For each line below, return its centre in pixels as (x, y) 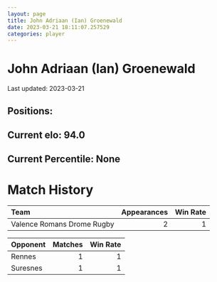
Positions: (30, 111)
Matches (68, 244)
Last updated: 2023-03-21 (46, 89)
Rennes (24, 256)
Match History (51, 190)
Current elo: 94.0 (46, 135)
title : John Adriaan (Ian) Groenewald (65, 21)
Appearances (145, 212)
